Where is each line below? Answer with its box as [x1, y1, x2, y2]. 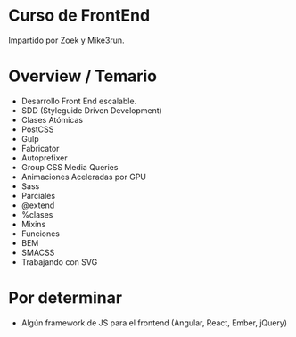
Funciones [21, 228, 60, 239]
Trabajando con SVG [21, 256, 98, 267]
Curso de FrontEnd [8, 5, 151, 26]
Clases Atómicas [21, 114, 84, 125]
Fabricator [21, 143, 60, 153]
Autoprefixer [21, 152, 68, 163]
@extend [21, 200, 55, 210]
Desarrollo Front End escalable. [21, 95, 137, 106]
